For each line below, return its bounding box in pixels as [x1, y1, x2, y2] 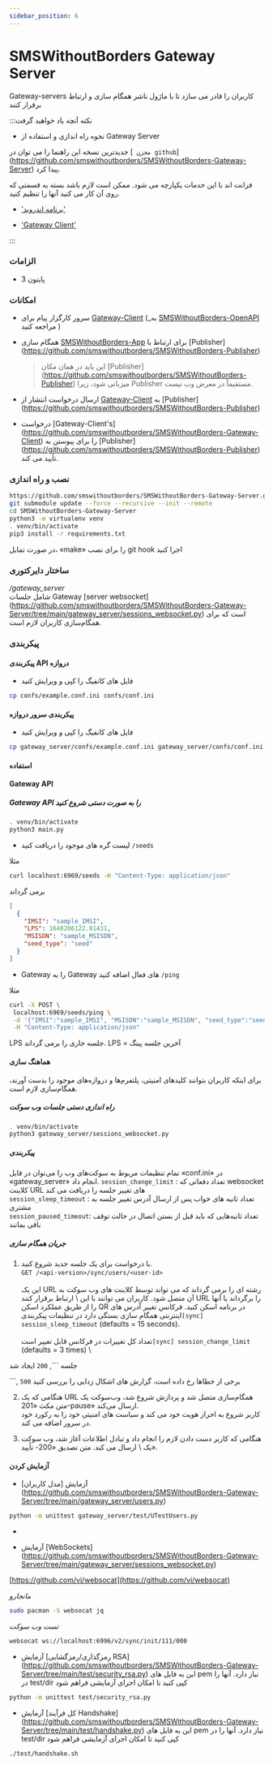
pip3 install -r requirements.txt [9, 529, 126, 538]
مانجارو [9, 1591, 32, 1601]
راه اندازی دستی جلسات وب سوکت [9, 1102, 115, 1112]
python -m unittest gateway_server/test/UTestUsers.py [9, 1512, 198, 1520]
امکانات [9, 294, 36, 305]
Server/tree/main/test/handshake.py [20, 1725, 143, 1735]
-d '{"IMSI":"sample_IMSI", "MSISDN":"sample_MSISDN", [12, 1016, 202, 1024]
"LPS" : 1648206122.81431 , [23, 924, 112, 933]
